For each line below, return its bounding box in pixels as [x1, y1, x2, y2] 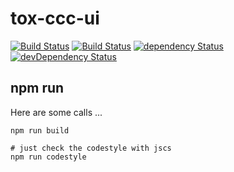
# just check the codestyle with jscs [10, 143, 172, 153]
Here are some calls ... [10, 106, 103, 118]
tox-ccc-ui [10, 7, 100, 30]
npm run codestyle [10, 152, 87, 162]
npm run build [10, 125, 70, 136]
